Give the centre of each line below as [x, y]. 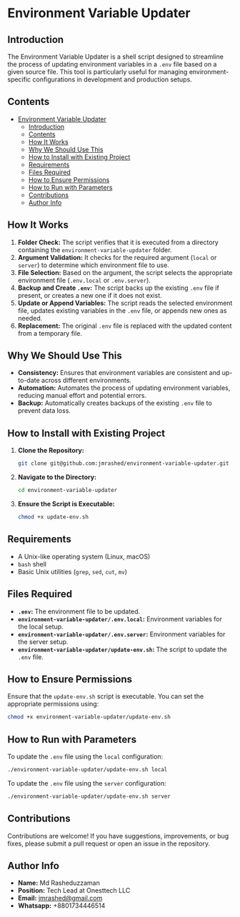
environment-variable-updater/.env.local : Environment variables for [120, 618]
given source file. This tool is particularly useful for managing [97, 72]
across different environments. [87, 381]
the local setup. [40, 626]
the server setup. [43, 641]
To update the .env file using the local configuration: [85, 756]
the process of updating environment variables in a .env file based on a [112, 64]
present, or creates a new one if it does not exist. [90, 295]
